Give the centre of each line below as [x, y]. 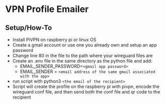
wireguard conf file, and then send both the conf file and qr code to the [86, 92]
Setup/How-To [29, 28]
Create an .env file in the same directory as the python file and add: [82, 61]
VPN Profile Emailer [47, 9]
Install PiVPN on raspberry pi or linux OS [54, 39]
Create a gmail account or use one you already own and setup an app [85, 45]
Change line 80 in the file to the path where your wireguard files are [82, 55]
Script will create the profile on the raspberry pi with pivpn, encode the [86, 86]
